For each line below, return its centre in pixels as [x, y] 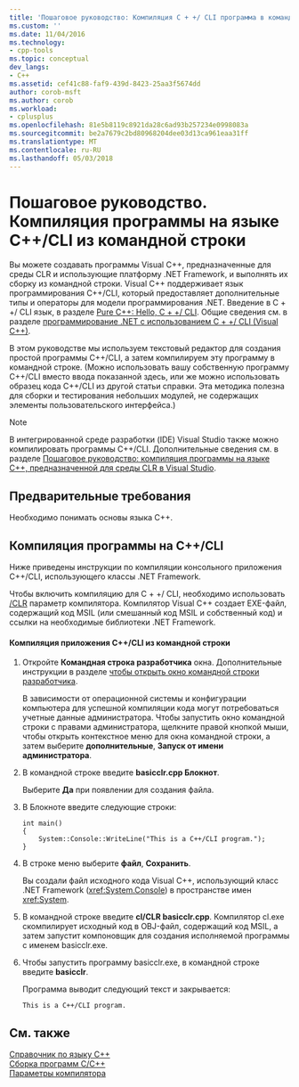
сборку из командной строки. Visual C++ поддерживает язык [126, 284]
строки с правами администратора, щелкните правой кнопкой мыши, [155, 727]
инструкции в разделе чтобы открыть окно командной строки [141, 672]
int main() [42, 824]
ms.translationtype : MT [53, 142]
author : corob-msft [45, 92]
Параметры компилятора [58, 1074]
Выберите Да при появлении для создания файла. [118, 790]
